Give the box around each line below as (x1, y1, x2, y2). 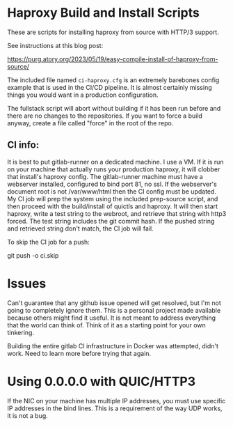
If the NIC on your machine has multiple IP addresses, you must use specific (7, 396, 226, 405)
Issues (7, 275, 47, 291)
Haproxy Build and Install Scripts (7, 5, 200, 21)
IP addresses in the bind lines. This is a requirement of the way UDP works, (7, 404, 223, 412)
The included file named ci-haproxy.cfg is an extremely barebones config (7, 75, 220, 84)
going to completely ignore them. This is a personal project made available (7, 306, 221, 314)
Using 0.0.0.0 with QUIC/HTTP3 (7, 373, 196, 389)
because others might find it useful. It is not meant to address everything (7, 313, 216, 322)
